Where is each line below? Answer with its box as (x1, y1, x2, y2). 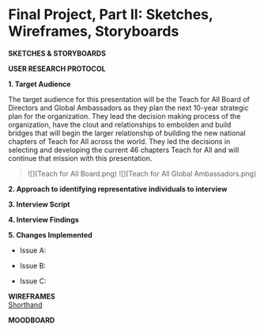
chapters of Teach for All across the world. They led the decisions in (8, 136, 231, 146)
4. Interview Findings (8, 215, 79, 224)
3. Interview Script (8, 200, 70, 209)
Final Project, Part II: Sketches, (8, 6, 213, 24)
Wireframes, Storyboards (8, 22, 179, 40)
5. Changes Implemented (8, 230, 92, 239)
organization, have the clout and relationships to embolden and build (8, 120, 232, 129)
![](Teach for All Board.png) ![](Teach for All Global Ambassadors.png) (27, 169, 257, 178)
